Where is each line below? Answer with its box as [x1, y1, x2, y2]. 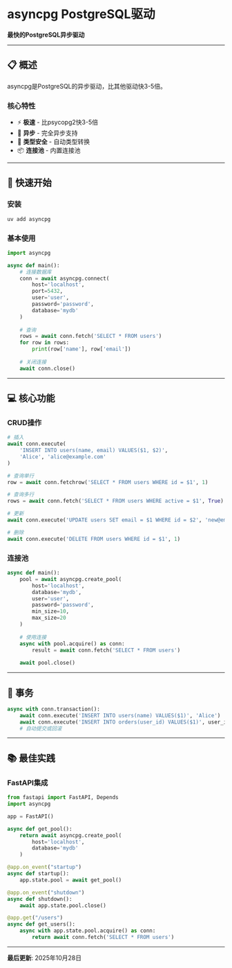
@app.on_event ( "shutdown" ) [7, 889, 85, 896]
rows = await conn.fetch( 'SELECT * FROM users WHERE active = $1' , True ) [7, 498, 224, 505]
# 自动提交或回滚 [19, 725, 62, 732]
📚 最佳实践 [7, 752, 56, 764]
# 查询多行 [7, 491, 35, 499]
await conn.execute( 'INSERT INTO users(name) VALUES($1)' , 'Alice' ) [19, 712, 221, 719]
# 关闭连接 [19, 358, 47, 366]
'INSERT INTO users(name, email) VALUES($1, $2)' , [19, 447, 168, 454]
